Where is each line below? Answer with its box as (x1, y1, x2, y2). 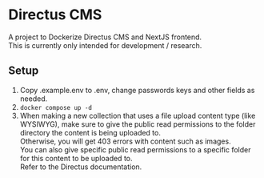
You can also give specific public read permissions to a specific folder (19, 144, 251, 154)
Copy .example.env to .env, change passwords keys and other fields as (19, 85, 255, 95)
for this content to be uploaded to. (19, 153, 134, 163)
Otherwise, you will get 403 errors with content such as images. (19, 136, 231, 146)
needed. (19, 94, 48, 103)
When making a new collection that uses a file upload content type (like (19, 111, 256, 120)
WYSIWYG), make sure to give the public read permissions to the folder (19, 119, 256, 129)
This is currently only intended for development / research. (8, 40, 202, 50)
